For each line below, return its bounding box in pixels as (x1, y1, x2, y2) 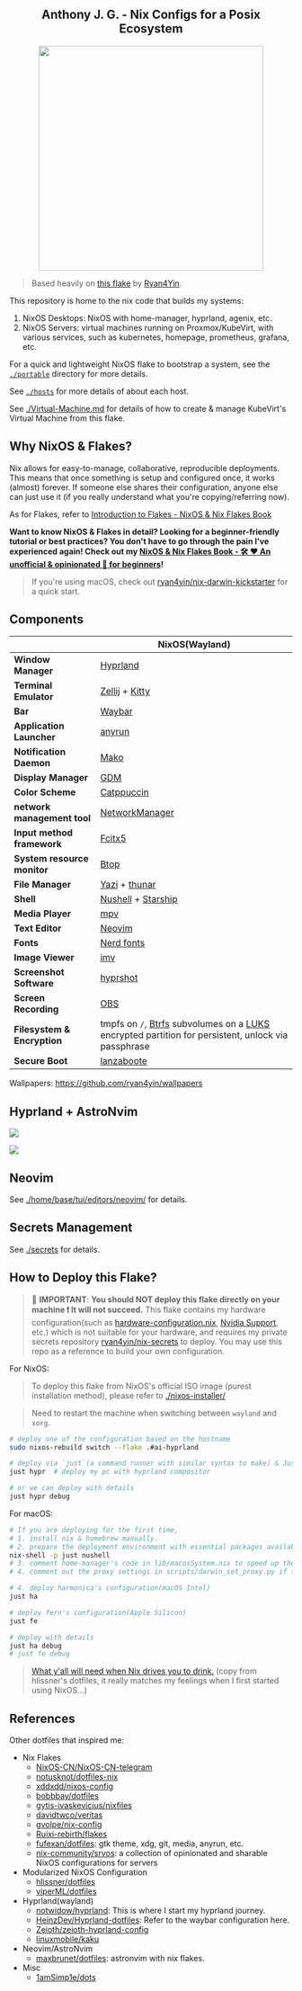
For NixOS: (9, 1362, 49, 1374)
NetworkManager (100, 807, 174, 819)
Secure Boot (13, 1055, 68, 1067)
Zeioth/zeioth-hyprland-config (35, 1924, 149, 1935)
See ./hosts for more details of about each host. (9, 386, 190, 397)
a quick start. (31, 585, 81, 596)
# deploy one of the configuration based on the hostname (9, 1434, 231, 1443)
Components (9, 612, 84, 628)
